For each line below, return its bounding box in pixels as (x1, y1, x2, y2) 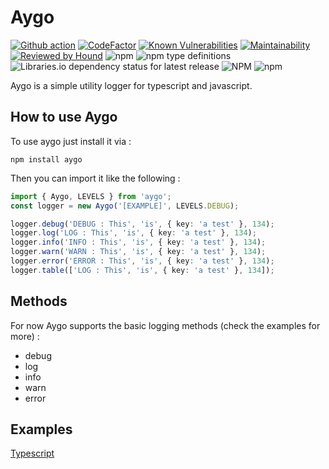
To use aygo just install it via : (10, 135, 132, 147)
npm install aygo (10, 154, 83, 165)
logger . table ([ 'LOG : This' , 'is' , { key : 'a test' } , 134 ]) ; (10, 265, 275, 275)
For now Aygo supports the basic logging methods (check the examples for (10, 319, 321, 331)
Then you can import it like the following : (10, 172, 181, 184)
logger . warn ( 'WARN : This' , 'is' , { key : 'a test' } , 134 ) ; (10, 247, 267, 257)
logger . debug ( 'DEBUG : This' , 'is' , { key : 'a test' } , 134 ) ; (10, 219, 275, 229)
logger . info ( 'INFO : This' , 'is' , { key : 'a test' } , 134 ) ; (10, 237, 267, 248)
